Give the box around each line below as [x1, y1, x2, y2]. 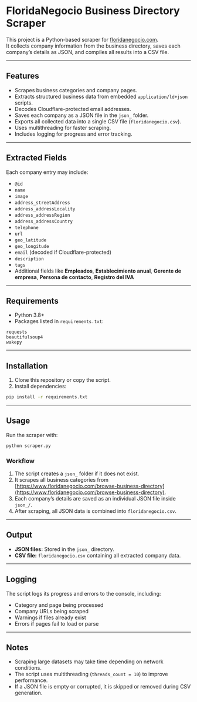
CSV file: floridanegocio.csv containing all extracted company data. [14, 552, 181, 559]
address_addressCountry [14, 219, 73, 224]
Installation [6, 361, 48, 371]
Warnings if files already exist [14, 614, 86, 621]
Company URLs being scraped [14, 607, 89, 614]
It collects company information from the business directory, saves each [6, 42, 181, 49]
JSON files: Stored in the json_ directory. [14, 545, 114, 553]
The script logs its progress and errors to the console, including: [6, 590, 161, 597]
